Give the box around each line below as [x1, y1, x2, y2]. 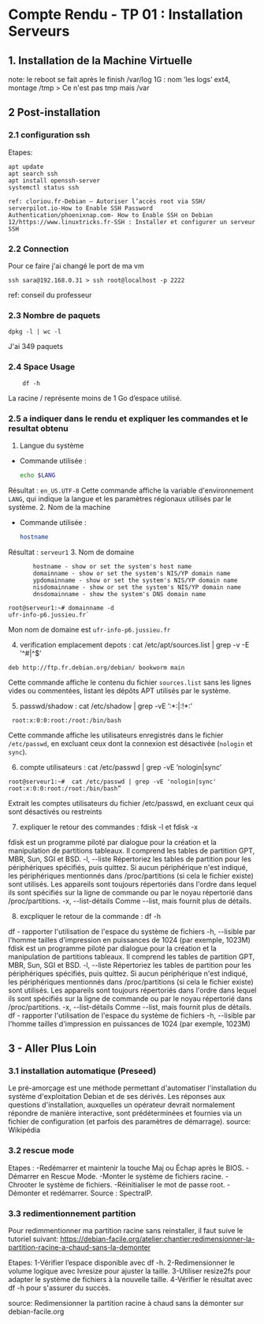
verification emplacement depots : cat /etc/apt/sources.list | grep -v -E [19, 639, 250, 649]
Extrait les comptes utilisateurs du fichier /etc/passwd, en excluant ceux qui [8, 798, 255, 808]
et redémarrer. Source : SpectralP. [42, 1188, 153, 1198]
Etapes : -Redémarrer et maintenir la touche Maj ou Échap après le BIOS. [8, 1163, 244, 1172]
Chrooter [8, 1180, 38, 1189]
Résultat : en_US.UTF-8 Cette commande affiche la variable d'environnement [8, 486, 254, 495]
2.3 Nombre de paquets [8, 309, 101, 321]
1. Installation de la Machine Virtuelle [8, 54, 193, 67]
